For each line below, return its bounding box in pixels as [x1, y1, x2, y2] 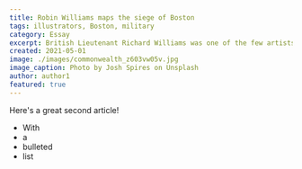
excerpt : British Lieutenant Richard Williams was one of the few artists [9, 38, 296, 48]
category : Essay [9, 30, 70, 39]
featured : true [9, 80, 67, 89]
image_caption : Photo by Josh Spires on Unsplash [9, 64, 200, 73]
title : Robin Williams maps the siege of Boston [9, 13, 195, 22]
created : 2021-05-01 [9, 47, 87, 56]
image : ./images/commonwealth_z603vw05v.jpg [9, 55, 179, 64]
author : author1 [9, 72, 70, 81]
